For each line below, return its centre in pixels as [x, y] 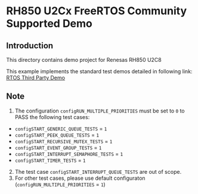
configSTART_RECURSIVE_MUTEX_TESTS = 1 [64, 141]
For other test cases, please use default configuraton [80, 178]
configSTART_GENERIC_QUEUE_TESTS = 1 [61, 129]
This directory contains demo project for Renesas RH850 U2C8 [84, 60]
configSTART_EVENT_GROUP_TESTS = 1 [58, 148]
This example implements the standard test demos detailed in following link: [99, 71]
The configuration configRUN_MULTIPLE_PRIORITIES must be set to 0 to [100, 111]
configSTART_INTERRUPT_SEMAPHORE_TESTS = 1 [69, 154]
